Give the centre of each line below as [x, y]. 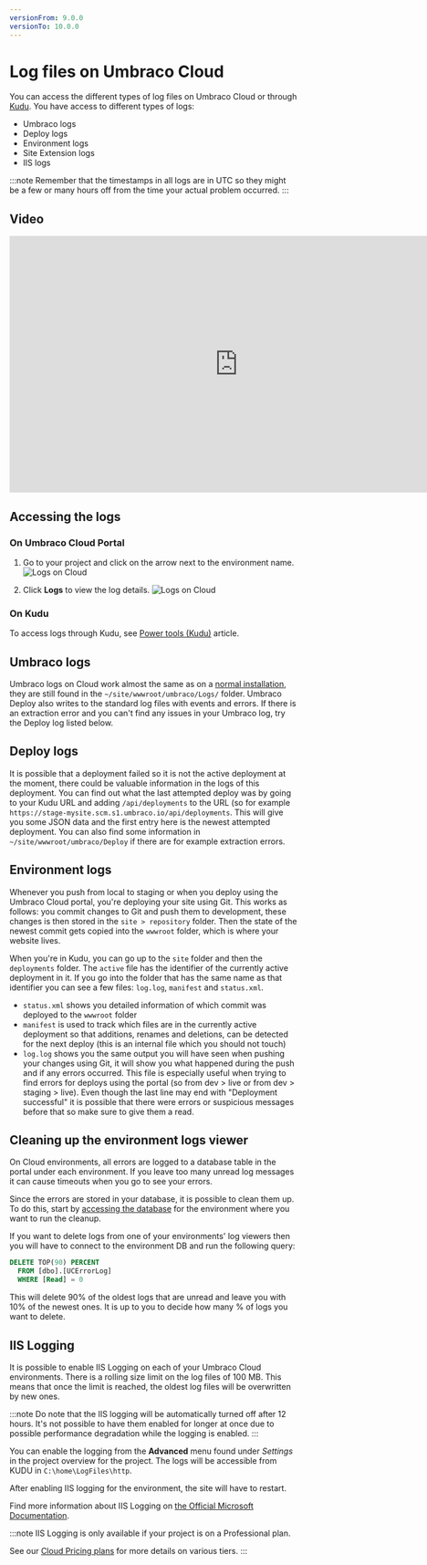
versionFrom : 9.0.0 [47, 18]
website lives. [35, 940]
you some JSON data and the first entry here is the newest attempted [140, 821]
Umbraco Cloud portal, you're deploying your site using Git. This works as [148, 902]
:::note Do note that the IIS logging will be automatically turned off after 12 [148, 1414]
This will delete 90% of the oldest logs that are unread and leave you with [148, 1298]
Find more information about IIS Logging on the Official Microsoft [131, 1506]
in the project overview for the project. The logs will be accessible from [143, 1460]
